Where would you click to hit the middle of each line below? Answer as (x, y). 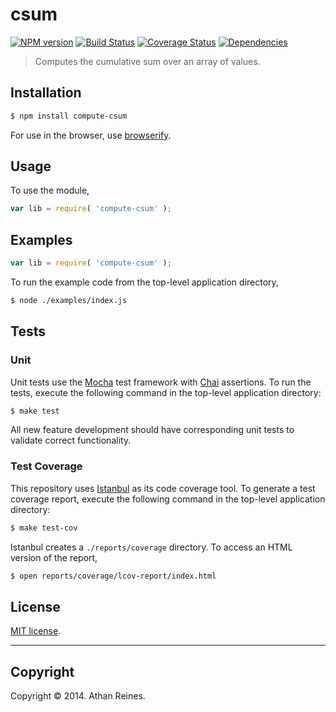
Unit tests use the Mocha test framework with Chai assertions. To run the (161, 382)
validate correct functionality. (71, 440)
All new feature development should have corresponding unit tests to (152, 430)
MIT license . (36, 631)
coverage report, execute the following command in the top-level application (168, 499)
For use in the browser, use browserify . (91, 135)
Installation (46, 93)
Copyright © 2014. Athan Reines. (78, 696)
